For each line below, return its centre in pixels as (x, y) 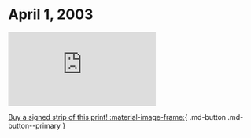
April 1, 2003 (51, 15)
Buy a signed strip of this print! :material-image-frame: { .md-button (117, 117)
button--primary (35, 125)
